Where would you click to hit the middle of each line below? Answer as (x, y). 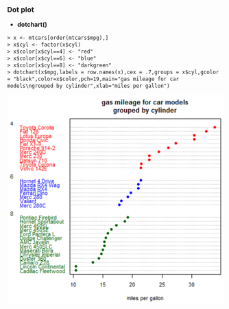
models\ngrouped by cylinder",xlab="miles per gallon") (88, 86)
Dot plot (21, 10)
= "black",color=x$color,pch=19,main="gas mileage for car (93, 79)
